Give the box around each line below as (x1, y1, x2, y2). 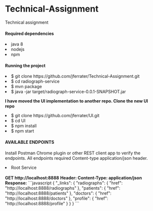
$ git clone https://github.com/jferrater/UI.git (11, 113, 100, 119)
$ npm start (11, 128, 34, 134)
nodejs (11, 46, 25, 52)
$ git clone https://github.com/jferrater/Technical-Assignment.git (11, 74, 140, 79)
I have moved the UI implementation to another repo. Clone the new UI (5, 98, 148, 104)
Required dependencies (5, 30, 54, 36)
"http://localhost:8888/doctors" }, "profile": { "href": (5, 195, 109, 201)
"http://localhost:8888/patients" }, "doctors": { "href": (5, 190, 112, 196)
